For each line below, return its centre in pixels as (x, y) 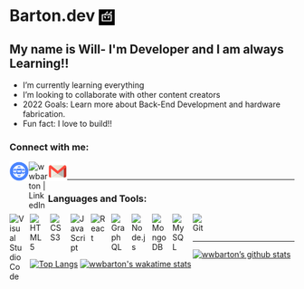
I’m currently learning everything (83, 85)
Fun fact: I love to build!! (67, 124)
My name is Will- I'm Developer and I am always (147, 49)
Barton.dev (52, 16)
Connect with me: (49, 147)
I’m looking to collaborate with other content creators (121, 95)
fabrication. (44, 114)
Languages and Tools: (98, 198)
